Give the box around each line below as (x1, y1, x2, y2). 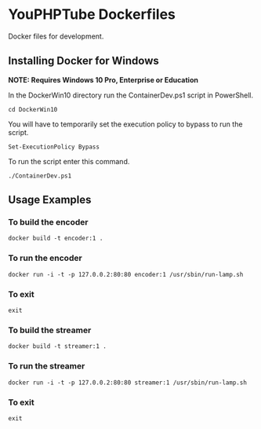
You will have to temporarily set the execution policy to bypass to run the (8, 119, 243, 129)
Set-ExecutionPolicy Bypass (8, 143, 100, 151)
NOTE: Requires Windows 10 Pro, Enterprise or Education (8, 75, 198, 84)
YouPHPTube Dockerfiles (8, 5, 176, 24)
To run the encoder (8, 253, 82, 264)
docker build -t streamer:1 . (8, 343, 107, 350)
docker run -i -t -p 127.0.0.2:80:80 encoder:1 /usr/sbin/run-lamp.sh (8, 270, 244, 278)
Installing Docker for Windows (8, 54, 159, 68)
